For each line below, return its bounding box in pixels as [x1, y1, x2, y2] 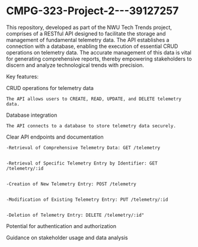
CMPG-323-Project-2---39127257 [6, 4, 179, 18]
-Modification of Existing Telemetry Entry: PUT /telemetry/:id [6, 197, 168, 203]
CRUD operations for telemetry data [6, 84, 94, 91]
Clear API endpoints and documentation [6, 133, 104, 140]
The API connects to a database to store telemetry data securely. [6, 123, 177, 129]
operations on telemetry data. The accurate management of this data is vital [6, 49, 191, 56]
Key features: [6, 73, 39, 80]
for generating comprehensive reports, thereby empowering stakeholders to [6, 55, 192, 62]
